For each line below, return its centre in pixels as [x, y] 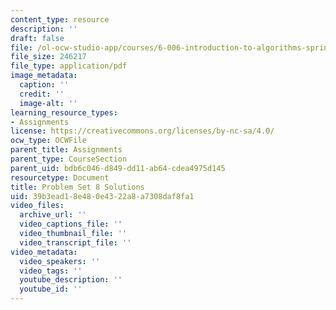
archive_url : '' [53, 215]
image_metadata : [44, 76]
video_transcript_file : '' [75, 242]
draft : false [37, 38]
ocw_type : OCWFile [48, 141]
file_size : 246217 [48, 57]
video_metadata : [44, 252]
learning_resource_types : [64, 112]
